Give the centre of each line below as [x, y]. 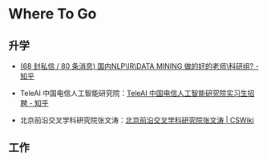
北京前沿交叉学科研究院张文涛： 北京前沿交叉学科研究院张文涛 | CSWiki [137, 120]
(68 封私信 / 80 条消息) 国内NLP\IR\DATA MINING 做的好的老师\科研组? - [139, 66]
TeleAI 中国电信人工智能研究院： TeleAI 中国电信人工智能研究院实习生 [133, 93]
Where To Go [53, 14]
